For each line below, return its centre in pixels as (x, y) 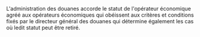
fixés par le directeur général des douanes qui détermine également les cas (100, 21)
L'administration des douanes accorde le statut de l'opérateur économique (99, 9)
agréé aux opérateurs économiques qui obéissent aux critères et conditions (100, 15)
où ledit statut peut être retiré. (43, 27)
